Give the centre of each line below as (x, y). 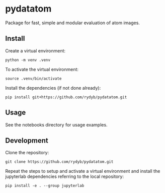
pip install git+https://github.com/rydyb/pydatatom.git (66, 97)
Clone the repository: (27, 153)
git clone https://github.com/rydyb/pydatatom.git (59, 162)
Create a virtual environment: (35, 50)
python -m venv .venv (28, 60)
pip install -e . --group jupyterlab (45, 186)
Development (27, 140)
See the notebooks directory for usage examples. (56, 124)
